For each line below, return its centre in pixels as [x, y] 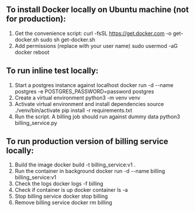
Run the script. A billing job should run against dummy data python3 [97, 116]
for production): [36, 19]
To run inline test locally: [52, 71]
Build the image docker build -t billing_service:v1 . [75, 165]
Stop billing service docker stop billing [61, 196]
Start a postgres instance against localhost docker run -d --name [94, 85]
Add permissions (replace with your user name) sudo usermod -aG [96, 46]
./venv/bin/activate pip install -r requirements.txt [73, 110]
